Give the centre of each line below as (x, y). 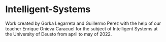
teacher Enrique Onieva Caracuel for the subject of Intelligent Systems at (81, 28)
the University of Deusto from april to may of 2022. (59, 34)
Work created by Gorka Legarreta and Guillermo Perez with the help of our (83, 23)
